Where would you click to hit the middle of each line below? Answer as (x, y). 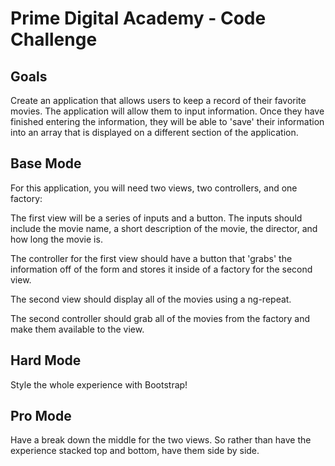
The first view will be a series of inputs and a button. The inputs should (156, 218)
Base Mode (46, 163)
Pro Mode (41, 416)
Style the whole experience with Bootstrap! (99, 384)
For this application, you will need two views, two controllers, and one (154, 188)
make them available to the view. (77, 329)
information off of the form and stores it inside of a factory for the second (161, 269)
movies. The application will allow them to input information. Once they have (167, 111)
